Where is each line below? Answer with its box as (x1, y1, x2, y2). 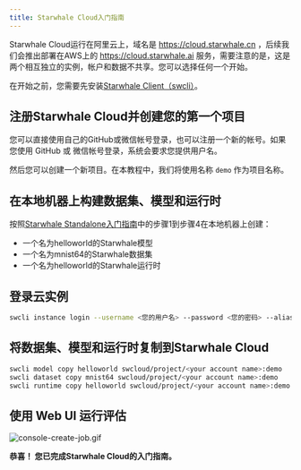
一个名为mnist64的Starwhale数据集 (21, 249, 153, 260)
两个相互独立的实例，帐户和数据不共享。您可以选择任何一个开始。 (9, 61, 253, 72)
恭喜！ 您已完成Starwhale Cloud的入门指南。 (9, 451, 177, 462)
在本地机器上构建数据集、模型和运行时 (9, 193, 221, 209)
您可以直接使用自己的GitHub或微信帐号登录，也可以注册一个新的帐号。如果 (9, 134, 287, 145)
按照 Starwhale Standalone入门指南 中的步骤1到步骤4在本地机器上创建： (9, 218, 271, 229)
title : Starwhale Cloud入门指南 (9, 13, 125, 22)
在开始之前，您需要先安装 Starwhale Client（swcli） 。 (9, 80, 203, 90)
